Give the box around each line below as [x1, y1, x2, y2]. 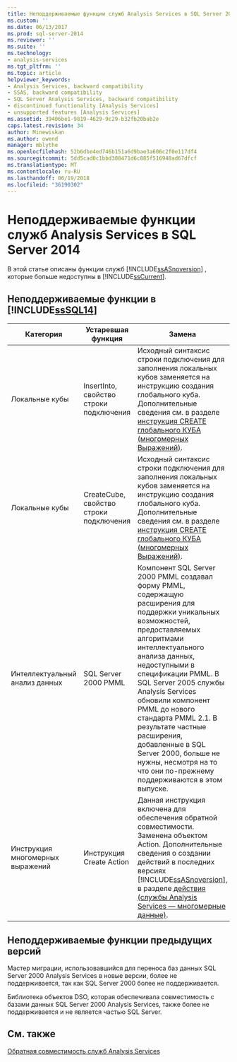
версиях [137, 866, 166, 876]
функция [91, 334, 123, 343]
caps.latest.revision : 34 [7, 122, 83, 129]
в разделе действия [137, 884, 206, 894]
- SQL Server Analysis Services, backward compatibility [7, 96, 178, 103]
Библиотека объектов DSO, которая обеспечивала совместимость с [7, 992, 214, 1001]
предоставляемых [137, 625, 201, 635]
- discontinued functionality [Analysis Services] [7, 102, 159, 110]
